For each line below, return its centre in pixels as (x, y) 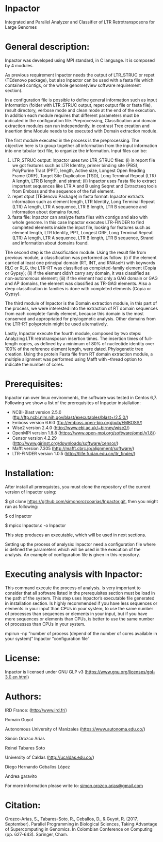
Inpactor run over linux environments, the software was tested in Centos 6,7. (81, 397)
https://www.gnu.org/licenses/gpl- (121, 672)
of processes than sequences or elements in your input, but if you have (76, 614)
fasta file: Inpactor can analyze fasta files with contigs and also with (80, 217)
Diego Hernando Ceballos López (38, 767)
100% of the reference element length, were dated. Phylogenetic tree (74, 349)
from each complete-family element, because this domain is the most (74, 313)
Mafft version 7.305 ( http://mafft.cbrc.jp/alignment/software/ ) (73, 448)
